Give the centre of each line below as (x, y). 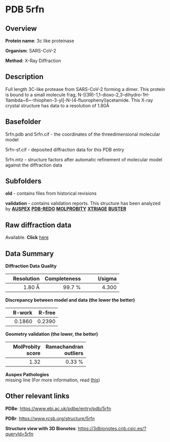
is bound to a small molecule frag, (41, 95)
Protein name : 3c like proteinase (40, 41)
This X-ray (142, 100)
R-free (47, 313)
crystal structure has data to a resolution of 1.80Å (57, 105)
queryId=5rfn (19, 434)
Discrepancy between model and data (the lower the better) (70, 300)
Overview (21, 29)
